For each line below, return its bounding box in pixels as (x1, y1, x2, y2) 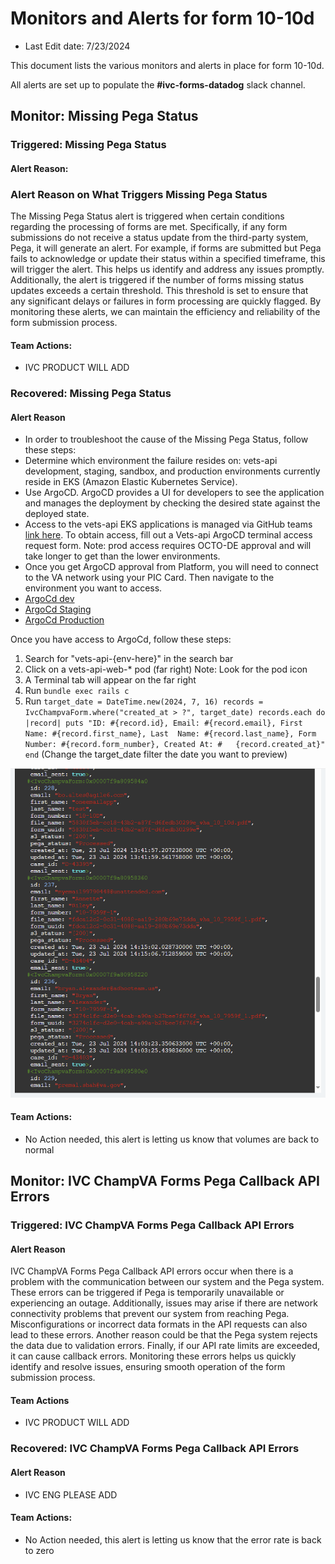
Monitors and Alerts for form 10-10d (10, 7, 315, 30)
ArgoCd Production (24, 614, 105, 626)
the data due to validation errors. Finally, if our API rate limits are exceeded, (10, 1340, 320, 1352)
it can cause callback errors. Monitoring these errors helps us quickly (10, 1350, 297, 1362)
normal (24, 1143, 55, 1156)
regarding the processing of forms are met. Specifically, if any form (10, 221, 288, 233)
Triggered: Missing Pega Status (10, 138, 167, 152)
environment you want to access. (24, 582, 163, 594)
